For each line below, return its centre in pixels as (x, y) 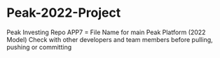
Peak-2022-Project (64, 13)
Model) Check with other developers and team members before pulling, (110, 39)
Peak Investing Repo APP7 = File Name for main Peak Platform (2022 (106, 32)
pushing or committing (39, 47)
